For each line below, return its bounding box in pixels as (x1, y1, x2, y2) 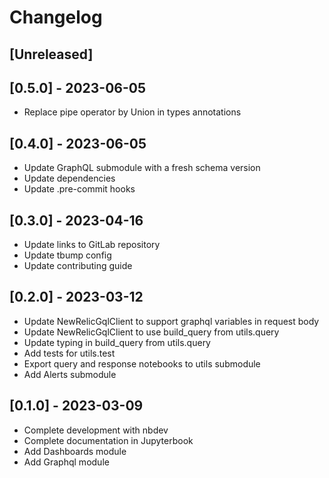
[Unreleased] (9, 46, 94, 63)
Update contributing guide (23, 260, 133, 272)
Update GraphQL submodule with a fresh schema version (23, 162, 261, 174)
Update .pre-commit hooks (23, 183, 136, 195)
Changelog (9, 6, 103, 29)
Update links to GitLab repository (23, 239, 161, 251)
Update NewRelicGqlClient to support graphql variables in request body (23, 315, 320, 327)
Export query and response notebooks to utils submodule (23, 357, 261, 370)
